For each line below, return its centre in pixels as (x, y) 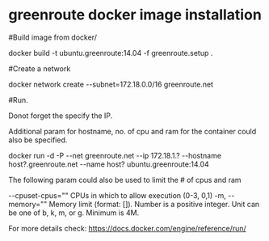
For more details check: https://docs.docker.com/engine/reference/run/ (127, 228)
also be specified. (38, 140)
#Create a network (40, 68)
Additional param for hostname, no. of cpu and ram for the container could (132, 131)
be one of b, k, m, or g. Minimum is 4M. (74, 213)
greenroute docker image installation (135, 15)
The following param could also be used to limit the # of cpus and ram (125, 180)
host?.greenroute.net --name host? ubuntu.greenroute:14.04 (109, 164)
